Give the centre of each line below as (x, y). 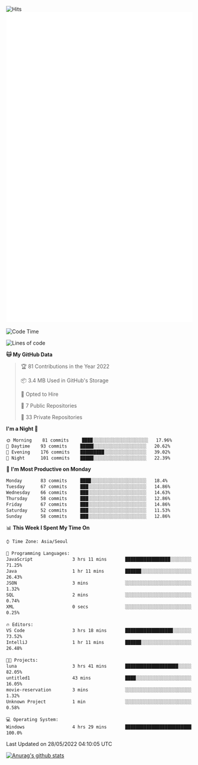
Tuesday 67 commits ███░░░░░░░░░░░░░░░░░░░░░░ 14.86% (88, 487)
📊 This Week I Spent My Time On (48, 528)
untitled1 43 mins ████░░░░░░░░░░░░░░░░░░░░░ (99, 678)
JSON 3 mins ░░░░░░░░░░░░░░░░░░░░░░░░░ (99, 583)
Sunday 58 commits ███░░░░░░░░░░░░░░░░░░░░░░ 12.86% (88, 516)
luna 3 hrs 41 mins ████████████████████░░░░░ (99, 666)
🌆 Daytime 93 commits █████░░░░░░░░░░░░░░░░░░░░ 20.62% (88, 446)
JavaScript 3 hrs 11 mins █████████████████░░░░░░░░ (99, 560)
